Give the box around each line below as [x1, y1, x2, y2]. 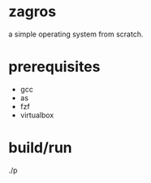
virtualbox [19, 110, 54, 120]
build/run [8, 138, 73, 157]
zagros [8, 2, 57, 21]
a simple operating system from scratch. [8, 29, 144, 39]
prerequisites [8, 57, 101, 76]
